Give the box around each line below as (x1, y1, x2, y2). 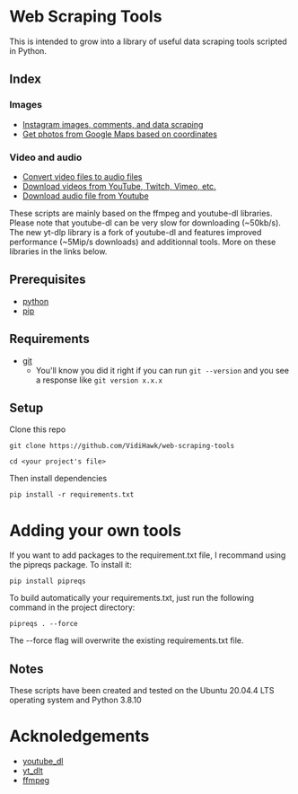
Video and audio (9, 151, 83, 163)
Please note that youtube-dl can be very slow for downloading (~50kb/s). (9, 217, 281, 228)
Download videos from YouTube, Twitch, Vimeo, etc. (22, 181, 217, 191)
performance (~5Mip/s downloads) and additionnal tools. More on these (9, 236, 276, 247)
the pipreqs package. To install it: (9, 560, 132, 570)
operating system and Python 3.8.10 (9, 694, 142, 706)
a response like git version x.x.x (35, 375, 163, 385)
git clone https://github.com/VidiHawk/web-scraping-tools (9, 442, 235, 451)
